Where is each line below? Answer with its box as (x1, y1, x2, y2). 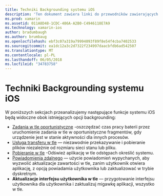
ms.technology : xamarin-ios (5, 25, 62, 30)
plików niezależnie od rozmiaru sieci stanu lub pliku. (12, 145, 117, 151)
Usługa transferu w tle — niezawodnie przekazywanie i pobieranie (12, 140, 145, 146)
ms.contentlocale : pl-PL (5, 52, 56, 58)
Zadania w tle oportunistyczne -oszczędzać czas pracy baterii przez (12, 124, 150, 130)
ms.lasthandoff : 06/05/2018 (5, 57, 62, 62)
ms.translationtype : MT (5, 48, 54, 53)
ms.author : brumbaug (5, 35, 47, 40)
